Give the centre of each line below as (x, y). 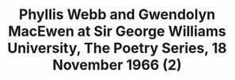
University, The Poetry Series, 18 (117, 48)
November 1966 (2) (117, 65)
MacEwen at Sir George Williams (117, 31)
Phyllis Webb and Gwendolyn (117, 15)
